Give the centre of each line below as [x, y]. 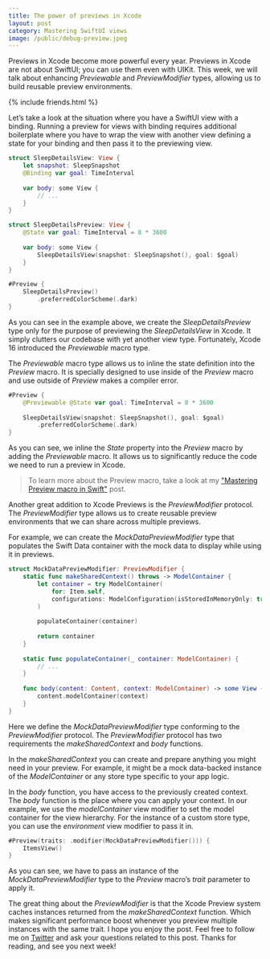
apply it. [22, 888]
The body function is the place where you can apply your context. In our [128, 800]
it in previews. [31, 555]
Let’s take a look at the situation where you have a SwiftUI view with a [123, 118]
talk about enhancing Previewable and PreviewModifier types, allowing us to [135, 78]
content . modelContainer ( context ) [93, 696]
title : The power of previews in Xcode [75, 16]
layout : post [30, 23]
